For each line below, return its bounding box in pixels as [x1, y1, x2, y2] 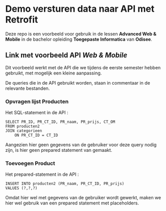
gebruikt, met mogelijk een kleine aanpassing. [5, 70, 102, 76]
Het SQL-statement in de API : [5, 110, 68, 116]
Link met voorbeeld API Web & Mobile [5, 51, 128, 60]
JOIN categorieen [5, 128, 42, 134]
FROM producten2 [5, 124, 40, 129]
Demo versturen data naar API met [5, 3, 155, 15]
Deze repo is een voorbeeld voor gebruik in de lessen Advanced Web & [5, 31, 157, 37]
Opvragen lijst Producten [5, 98, 69, 105]
